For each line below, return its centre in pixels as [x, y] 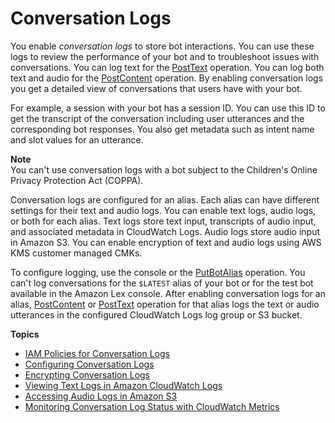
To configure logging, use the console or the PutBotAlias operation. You [158, 272]
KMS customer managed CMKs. [76, 253]
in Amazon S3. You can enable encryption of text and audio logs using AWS [166, 242]
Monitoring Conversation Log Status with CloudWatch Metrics [152, 406]
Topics [25, 334]
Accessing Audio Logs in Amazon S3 [101, 396]
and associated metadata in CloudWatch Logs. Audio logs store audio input [165, 231]
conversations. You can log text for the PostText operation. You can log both [167, 67]
